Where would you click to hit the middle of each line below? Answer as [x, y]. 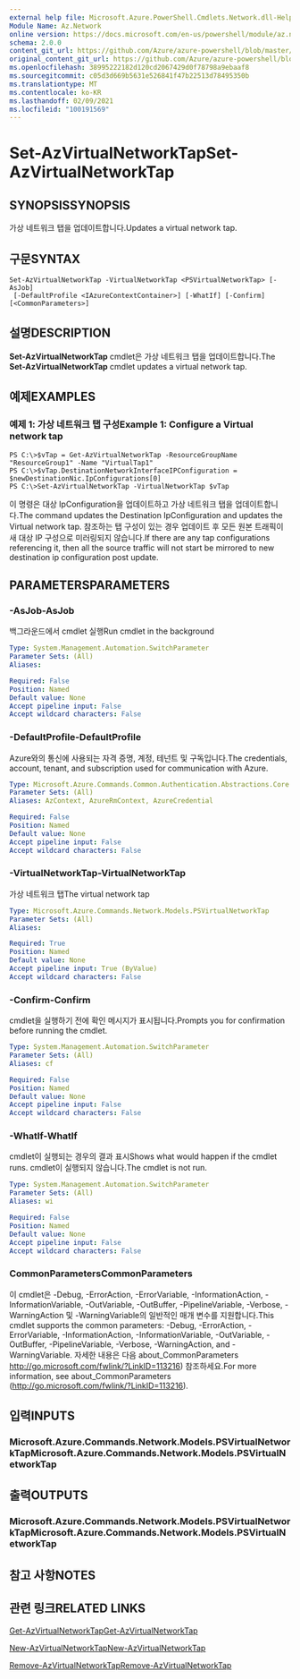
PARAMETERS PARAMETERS [90, 585]
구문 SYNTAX [45, 259]
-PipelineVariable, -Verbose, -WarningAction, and [139, 1344]
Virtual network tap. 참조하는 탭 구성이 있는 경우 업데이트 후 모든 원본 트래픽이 [146, 526]
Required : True [37, 944]
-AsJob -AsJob [42, 610]
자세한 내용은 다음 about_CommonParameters [157, 1355]
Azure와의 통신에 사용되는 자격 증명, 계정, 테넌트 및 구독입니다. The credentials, [148, 758]
